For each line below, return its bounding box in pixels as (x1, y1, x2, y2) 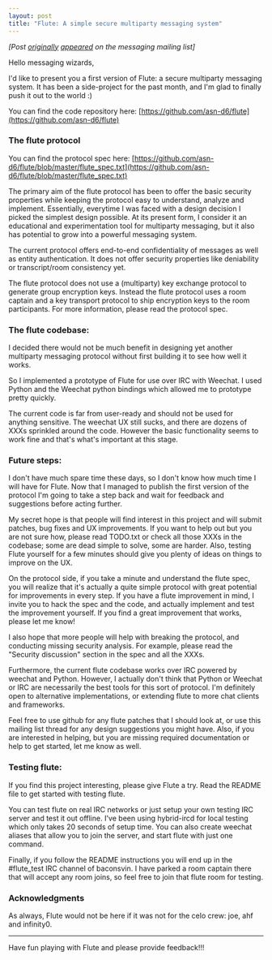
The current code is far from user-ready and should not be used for (8, 409, 233, 419)
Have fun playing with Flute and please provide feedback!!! (8, 942, 205, 952)
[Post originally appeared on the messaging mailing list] (8, 41, 196, 51)
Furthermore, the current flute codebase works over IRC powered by (8, 665, 237, 675)
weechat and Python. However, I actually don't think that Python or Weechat (8, 674, 263, 684)
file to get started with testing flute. (8, 789, 125, 799)
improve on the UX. (8, 557, 73, 568)
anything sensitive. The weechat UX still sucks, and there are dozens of (8, 417, 248, 427)
